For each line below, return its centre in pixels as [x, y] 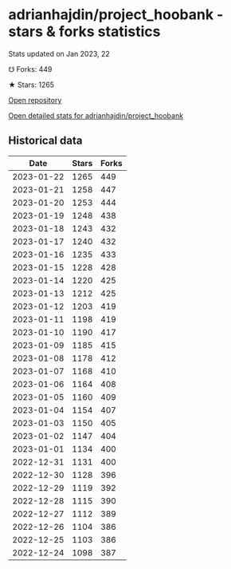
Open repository [35, 100]
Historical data [45, 141]
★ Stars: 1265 [31, 85]
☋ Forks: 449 [30, 69]
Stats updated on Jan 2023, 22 [59, 53]
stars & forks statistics [84, 32]
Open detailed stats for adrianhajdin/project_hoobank [96, 115]
